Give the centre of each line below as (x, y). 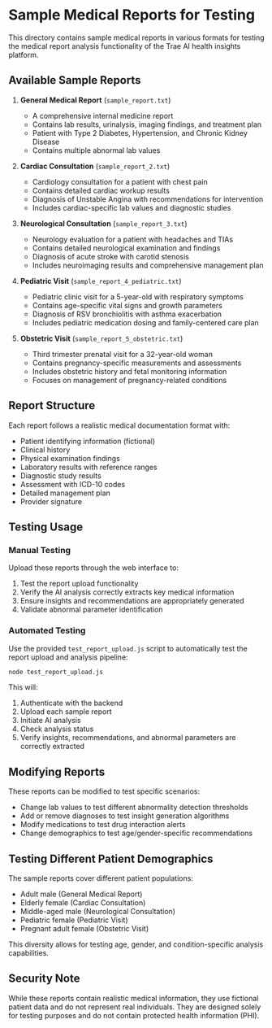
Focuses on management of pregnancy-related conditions (130, 380)
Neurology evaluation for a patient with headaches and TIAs (133, 239)
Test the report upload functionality (79, 584)
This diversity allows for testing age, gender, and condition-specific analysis (136, 944)
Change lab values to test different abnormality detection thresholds (134, 808)
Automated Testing (47, 630)
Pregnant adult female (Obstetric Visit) (84, 929)
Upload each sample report (66, 712)
